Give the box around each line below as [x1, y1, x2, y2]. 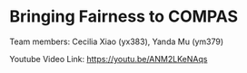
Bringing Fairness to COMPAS [9, 6, 239, 27]
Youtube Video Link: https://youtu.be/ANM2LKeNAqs [9, 53, 208, 64]
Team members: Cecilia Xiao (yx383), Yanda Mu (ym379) [9, 36, 224, 47]
